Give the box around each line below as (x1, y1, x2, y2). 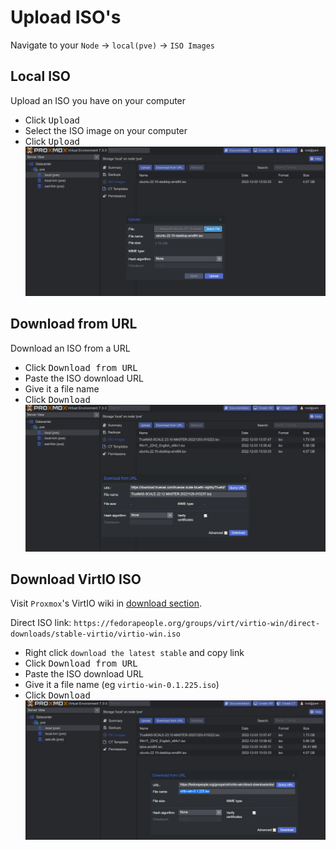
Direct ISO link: (10, 617, 72, 629)
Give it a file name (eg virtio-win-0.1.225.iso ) (24, 679, 220, 691)
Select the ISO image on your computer (24, 124, 188, 136)
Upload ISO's (10, 6, 122, 29)
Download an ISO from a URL (10, 342, 131, 354)
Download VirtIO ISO (10, 571, 142, 588)
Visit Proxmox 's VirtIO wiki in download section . (10, 597, 202, 610)
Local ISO (10, 68, 71, 85)
